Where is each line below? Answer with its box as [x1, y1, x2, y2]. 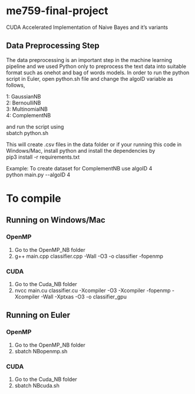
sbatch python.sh [6, 129, 49, 136]
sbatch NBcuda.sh [14, 382, 60, 389]
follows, [6, 81, 25, 88]
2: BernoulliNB [6, 99, 41, 106]
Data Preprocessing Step [6, 41, 100, 51]
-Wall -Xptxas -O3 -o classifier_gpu [41, 293, 127, 300]
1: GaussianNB [6, 93, 41, 100]
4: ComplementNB [6, 111, 51, 119]
